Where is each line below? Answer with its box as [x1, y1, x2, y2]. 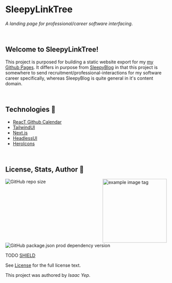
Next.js [12, 129, 28, 136]
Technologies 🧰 [5, 105, 56, 114]
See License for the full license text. [5, 262, 81, 269]
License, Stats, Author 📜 [5, 165, 84, 174]
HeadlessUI [12, 135, 37, 141]
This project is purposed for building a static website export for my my [5, 59, 154, 65]
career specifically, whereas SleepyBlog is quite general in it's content [5, 75, 154, 81]
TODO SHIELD [5, 252, 36, 258]
